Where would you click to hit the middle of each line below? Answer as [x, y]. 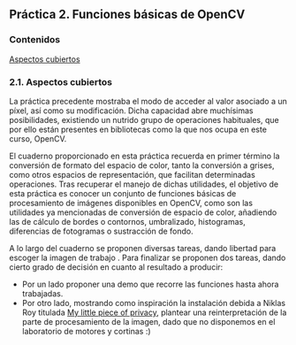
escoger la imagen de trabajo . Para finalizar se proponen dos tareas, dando [148, 257]
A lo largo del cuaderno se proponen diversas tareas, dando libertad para [143, 248]
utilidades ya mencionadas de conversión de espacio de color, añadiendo [143, 212]
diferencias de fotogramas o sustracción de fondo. [101, 231]
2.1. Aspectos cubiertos [61, 81]
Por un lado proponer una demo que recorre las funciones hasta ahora [150, 284]
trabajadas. [42, 293]
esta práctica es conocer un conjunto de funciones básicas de [123, 193]
